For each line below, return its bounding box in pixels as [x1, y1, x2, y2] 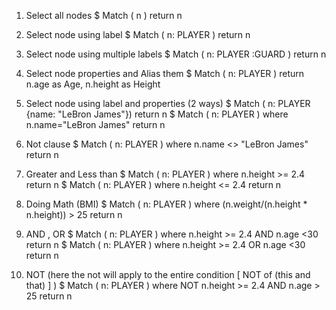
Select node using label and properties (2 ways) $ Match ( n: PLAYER [25, 98, 311, 109]
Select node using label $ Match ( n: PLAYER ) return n [25, 29, 251, 40]
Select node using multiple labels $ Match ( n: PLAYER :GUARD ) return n [25, 48, 327, 60]
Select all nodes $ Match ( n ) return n [25, 10, 183, 21]
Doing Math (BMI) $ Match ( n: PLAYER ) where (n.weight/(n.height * [25, 198, 308, 210]
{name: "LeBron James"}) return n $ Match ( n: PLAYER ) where [25, 108, 289, 120]
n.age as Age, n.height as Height [25, 78, 161, 90]
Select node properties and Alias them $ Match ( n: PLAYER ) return [25, 68, 305, 79]
